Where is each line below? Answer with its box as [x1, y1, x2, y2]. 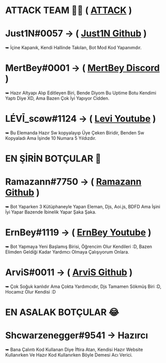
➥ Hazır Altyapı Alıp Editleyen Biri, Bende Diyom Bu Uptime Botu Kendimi [5, 90, 156, 96]
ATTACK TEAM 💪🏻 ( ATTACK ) [5, 5, 132, 16]
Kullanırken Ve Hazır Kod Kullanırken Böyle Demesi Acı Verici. [5, 352, 133, 358]
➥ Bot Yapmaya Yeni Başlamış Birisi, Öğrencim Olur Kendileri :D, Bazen [5, 243, 152, 250]
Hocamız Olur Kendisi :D [5, 289, 56, 295]
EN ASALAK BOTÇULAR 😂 [5, 307, 120, 318]
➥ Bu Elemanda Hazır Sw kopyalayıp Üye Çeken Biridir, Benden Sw [5, 130, 145, 136]
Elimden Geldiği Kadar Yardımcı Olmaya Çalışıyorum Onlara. [5, 249, 130, 255]
